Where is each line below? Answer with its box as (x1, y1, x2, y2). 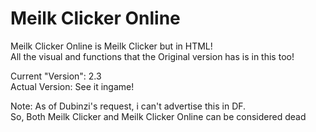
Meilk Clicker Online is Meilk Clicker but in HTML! (10, 40, 213, 52)
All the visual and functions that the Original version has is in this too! (10, 50, 295, 62)
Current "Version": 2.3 (10, 70, 102, 82)
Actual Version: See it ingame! (10, 80, 135, 92)
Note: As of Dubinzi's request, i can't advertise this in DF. (10, 100, 247, 112)
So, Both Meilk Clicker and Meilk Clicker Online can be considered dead (10, 110, 307, 122)
